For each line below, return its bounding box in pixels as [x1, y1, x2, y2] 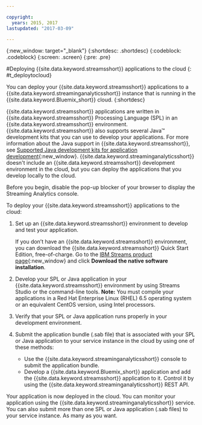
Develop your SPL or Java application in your [14, 275, 127, 283]
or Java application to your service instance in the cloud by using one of [14, 337, 195, 345]
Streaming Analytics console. [6, 190, 79, 197]
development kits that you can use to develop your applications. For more [6, 133, 189, 141]
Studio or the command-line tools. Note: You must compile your [14, 288, 174, 296]
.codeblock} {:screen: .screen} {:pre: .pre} [6, 54, 111, 61]
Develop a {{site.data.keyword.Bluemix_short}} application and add [24, 368, 191, 375]
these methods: [14, 344, 54, 351]
